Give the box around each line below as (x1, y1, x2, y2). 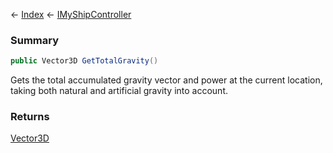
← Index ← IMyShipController (10, 9, 132, 20)
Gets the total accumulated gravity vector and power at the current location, (10, 74, 323, 86)
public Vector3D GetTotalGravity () (10, 56, 159, 66)
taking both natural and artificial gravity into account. (10, 85, 228, 97)
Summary (10, 33, 60, 47)
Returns (10, 110, 50, 124)
